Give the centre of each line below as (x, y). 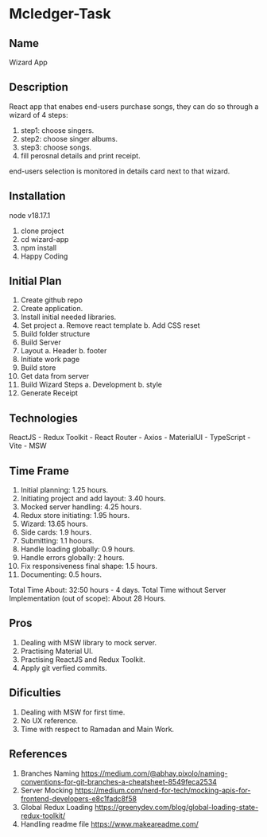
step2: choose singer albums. (69, 138)
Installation (37, 196)
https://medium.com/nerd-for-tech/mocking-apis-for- (163, 790)
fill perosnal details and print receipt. (81, 155)
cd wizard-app (44, 239)
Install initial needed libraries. (68, 317)
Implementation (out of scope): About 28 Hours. (87, 598)
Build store (38, 368)
